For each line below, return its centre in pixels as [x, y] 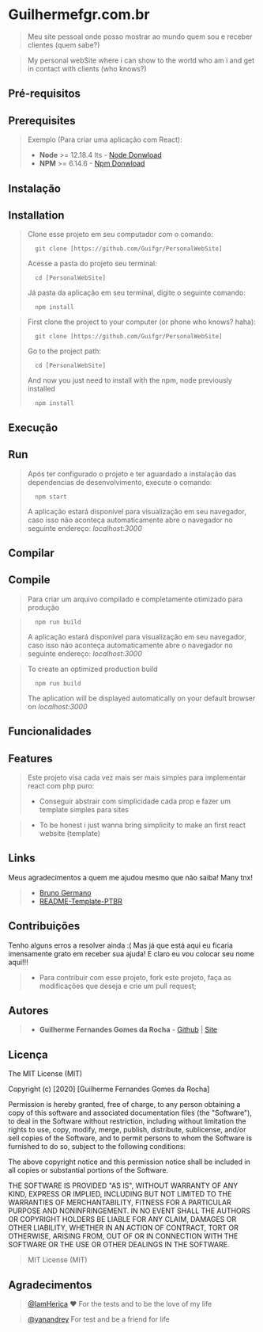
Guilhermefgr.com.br [79, 15]
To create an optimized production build [92, 669]
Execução [33, 427]
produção [43, 607]
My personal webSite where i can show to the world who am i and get [141, 60]
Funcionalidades [50, 732]
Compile [29, 580]
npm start [51, 497]
